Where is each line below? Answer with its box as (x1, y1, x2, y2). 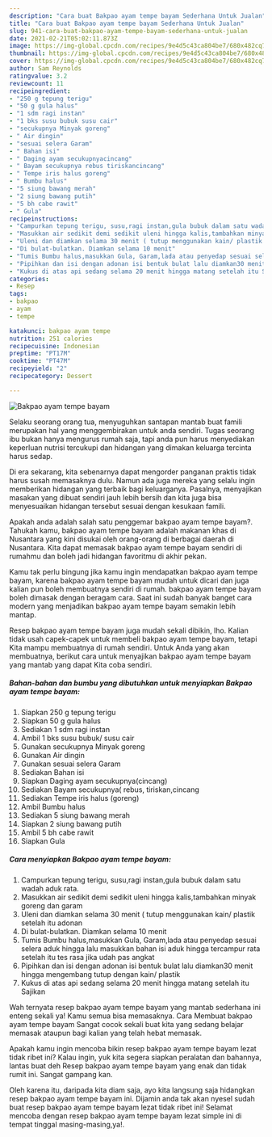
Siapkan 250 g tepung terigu (20, 707, 116, 717)
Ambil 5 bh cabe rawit (20, 827, 94, 837)
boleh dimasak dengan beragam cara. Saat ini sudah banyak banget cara (9, 592, 253, 602)
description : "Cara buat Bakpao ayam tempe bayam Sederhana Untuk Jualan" (9, 11, 266, 20)
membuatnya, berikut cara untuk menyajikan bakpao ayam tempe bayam (9, 651, 251, 661)
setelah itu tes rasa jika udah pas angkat (20, 952, 155, 962)
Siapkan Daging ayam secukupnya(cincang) (20, 776, 168, 785)
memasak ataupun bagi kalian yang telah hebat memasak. (9, 1028, 203, 1038)
